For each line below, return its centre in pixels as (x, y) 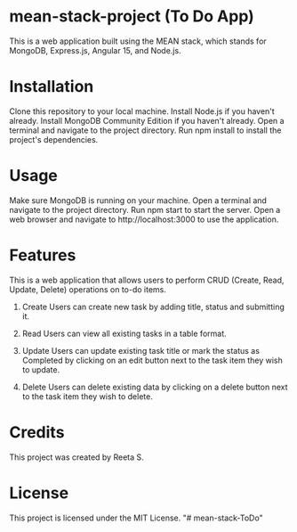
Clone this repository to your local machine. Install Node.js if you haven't (142, 111)
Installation (52, 87)
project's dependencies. (54, 139)
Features (43, 255)
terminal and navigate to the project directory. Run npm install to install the (145, 130)
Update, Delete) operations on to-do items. (88, 289)
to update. (41, 369)
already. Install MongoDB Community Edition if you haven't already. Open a (147, 120)
